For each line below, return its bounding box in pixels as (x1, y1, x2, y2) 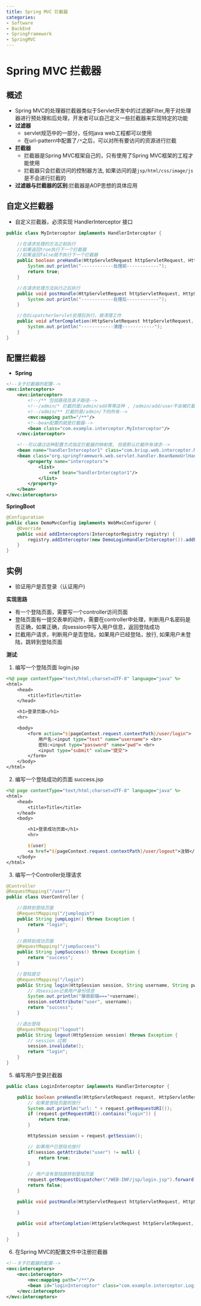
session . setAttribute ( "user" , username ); (28, 999, 133, 1005)
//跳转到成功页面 (17, 938, 54, 944)
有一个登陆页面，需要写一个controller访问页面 (14, 608, 128, 615)
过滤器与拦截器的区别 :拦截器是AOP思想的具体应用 (14, 182, 138, 189)
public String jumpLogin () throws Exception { (17, 916, 135, 922)
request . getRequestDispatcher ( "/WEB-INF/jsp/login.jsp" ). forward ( (28, 1177, 197, 1183)
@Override (17, 525, 42, 531)
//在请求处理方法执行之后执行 (17, 285, 81, 291)
